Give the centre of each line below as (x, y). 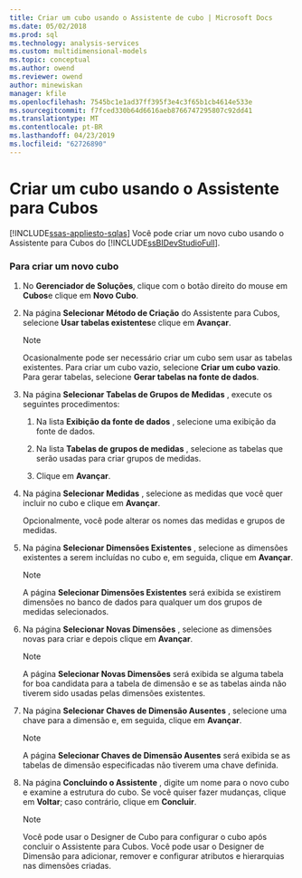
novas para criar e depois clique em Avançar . (108, 638)
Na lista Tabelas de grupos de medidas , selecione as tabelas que (159, 448)
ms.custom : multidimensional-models (78, 52)
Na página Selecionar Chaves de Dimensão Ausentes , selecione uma (155, 711)
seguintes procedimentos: (71, 404)
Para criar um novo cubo (64, 266)
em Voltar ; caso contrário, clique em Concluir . (109, 801)
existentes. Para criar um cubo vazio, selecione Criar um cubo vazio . (151, 367)
